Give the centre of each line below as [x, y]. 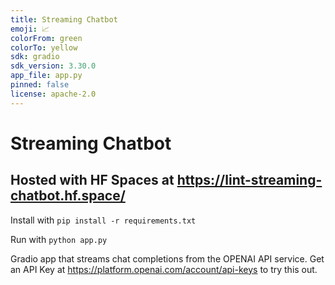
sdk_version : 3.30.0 [53, 66]
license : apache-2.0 [53, 94]
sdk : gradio [35, 57]
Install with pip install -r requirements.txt [103, 220]
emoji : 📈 [30, 29]
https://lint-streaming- [249, 180]
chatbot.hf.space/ [68, 196]
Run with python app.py [59, 239]
